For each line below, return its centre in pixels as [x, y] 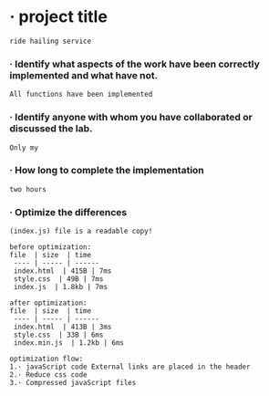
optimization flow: [47, 359]
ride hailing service [51, 41]
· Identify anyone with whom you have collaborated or [131, 118]
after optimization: [49, 303]
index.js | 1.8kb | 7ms [60, 287]
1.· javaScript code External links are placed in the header [130, 367]
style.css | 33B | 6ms [58, 335]
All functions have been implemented [81, 94]
